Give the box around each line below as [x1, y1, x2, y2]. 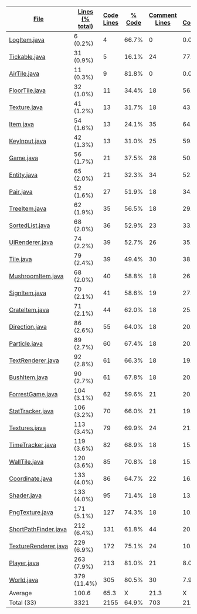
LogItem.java [9, 36, 45, 43]
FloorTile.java [9, 86, 46, 95]
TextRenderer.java [9, 356, 60, 365]
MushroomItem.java [9, 272, 64, 280]
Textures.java [9, 424, 46, 432]
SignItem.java [9, 289, 47, 297]
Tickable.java [9, 53, 46, 60]
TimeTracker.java [9, 441, 57, 448]
